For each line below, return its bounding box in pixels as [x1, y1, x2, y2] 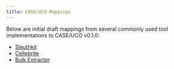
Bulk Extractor [14, 56, 50, 63]
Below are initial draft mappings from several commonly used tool [6, 25, 169, 32]
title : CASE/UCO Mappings [6, 8, 71, 15]
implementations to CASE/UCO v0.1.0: [6, 31, 100, 39]
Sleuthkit [14, 43, 37, 50]
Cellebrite [14, 49, 40, 57]
